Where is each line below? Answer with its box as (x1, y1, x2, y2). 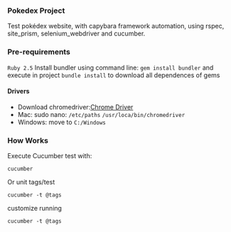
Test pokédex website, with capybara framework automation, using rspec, (7, 22, 225, 31)
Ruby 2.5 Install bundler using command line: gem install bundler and (7, 63, 214, 72)
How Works (7, 136, 48, 145)
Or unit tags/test (7, 178, 55, 187)
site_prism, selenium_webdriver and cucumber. (7, 29, 146, 38)
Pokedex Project (7, 6, 65, 16)
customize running (7, 204, 63, 213)
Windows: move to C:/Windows (17, 118, 107, 126)
